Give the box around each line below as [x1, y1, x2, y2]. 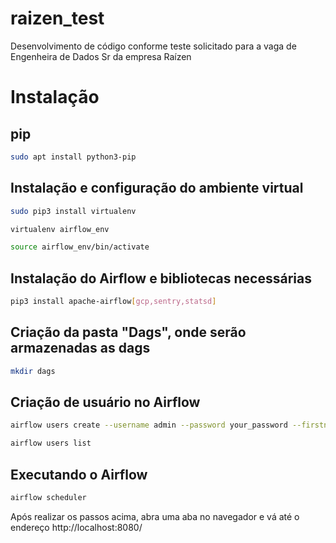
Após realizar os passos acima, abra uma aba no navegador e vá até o [10, 510, 300, 522]
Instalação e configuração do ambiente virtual [10, 180, 304, 197]
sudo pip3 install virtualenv [10, 206, 137, 216]
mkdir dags [10, 366, 56, 376]
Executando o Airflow [10, 466, 148, 483]
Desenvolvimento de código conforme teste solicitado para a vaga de [10, 40, 297, 52]
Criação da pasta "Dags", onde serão [10, 324, 247, 341]
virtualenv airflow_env [10, 224, 110, 234]
